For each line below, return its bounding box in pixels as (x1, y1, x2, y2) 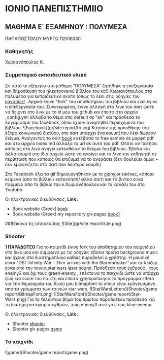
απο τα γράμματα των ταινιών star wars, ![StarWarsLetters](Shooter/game (5, 286, 158, 291)
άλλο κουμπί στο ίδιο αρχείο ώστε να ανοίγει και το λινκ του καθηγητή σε (5, 151, 157, 157)
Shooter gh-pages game (12, 326, 63, 332)
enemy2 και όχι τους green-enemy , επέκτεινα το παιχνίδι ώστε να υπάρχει (5, 270, 160, 276)
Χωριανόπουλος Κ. (5, 59, 44, 65)
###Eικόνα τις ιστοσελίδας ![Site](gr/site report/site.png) (5, 220, 122, 226)
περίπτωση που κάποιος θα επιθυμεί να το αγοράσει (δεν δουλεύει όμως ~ (5, 156, 159, 162)
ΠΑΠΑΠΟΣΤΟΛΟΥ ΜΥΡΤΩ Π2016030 (5, 36, 81, 41)
